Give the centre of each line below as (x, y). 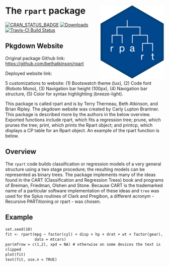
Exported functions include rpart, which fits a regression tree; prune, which (83, 120)
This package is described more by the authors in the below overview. (78, 114)
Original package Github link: (35, 58)
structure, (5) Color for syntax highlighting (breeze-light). (64, 94)
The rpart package (46, 11)
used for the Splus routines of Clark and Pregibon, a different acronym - (80, 196)
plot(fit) (16, 255)
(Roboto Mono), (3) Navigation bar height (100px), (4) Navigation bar (76, 88)
